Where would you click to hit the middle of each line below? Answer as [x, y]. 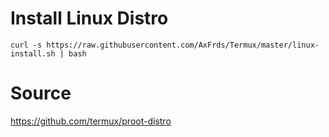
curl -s [26, 45]
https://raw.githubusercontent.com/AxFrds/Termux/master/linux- [183, 45]
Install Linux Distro [89, 18]
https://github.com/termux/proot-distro [91, 121]
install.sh [33, 53]
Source [41, 93]
